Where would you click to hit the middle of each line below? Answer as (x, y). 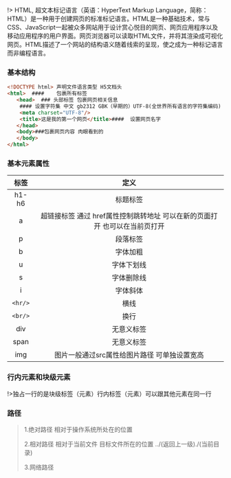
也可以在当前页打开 (133, 227)
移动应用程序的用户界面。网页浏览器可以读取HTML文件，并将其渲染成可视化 (115, 36)
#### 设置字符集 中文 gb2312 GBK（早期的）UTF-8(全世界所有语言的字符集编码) (120, 106)
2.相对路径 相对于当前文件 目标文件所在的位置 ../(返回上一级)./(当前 (119, 444)
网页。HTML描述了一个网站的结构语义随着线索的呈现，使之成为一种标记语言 (115, 44)
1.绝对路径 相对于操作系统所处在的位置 (78, 429)
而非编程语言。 (28, 53)
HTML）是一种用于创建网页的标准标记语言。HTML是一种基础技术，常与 (109, 19)
